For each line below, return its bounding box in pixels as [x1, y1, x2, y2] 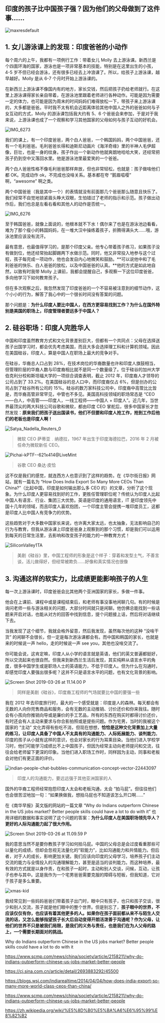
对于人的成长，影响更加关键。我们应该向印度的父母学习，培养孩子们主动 [13, 853, 160, 859]
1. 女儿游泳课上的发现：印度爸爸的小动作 [5, 43, 128, 51]
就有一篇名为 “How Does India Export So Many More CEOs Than [13, 479, 144, 485]
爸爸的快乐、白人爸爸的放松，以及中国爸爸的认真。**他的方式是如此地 [9, 262, 152, 268]
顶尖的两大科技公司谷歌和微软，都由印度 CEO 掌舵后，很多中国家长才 [13, 403, 155, 409]
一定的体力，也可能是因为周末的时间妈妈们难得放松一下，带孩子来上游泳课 [5, 98, 156, 104]
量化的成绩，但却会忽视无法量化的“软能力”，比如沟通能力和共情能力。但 [9, 847, 156, 853]
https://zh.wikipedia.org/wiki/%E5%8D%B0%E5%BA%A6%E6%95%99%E [5, 1008, 158, 1014]
